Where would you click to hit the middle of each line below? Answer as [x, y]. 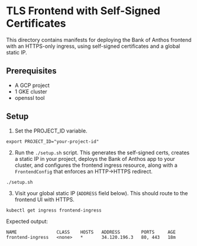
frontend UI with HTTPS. [45, 199]
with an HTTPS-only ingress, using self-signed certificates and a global [93, 46]
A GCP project [32, 85]
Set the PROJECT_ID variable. [51, 131]
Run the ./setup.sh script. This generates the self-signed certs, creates [102, 153]
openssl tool [30, 98]
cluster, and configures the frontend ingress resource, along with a [96, 165]
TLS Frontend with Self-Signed [83, 11]
